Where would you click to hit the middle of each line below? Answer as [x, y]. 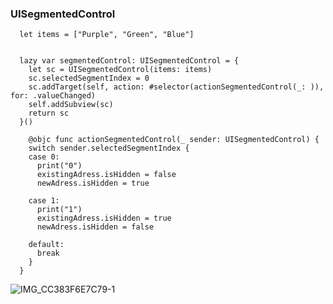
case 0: [44, 157]
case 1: [44, 201]
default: [46, 245]
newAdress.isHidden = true [93, 183]
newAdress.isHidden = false [95, 227]
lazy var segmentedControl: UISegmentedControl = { [129, 61]
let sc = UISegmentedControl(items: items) [120, 70]
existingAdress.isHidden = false [106, 175]
